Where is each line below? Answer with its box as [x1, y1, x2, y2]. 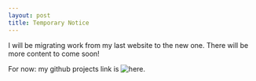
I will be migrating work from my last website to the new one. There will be [8, 40, 249, 50]
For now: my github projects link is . [8, 64, 146, 73]
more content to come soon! [8, 49, 100, 58]
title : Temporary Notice [8, 19, 90, 27]
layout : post [8, 11, 51, 20]
